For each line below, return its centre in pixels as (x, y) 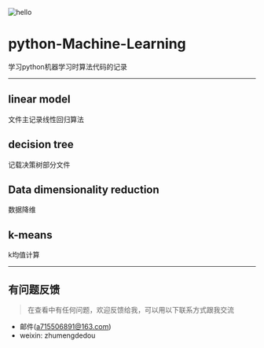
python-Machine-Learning (97, 44)
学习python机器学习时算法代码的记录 (68, 66)
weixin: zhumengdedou (57, 335)
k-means (30, 235)
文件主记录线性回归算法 (46, 119)
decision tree (41, 144)
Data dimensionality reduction (84, 189)
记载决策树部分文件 (39, 165)
